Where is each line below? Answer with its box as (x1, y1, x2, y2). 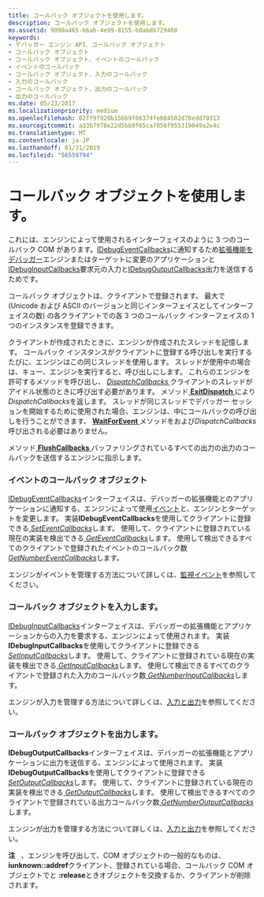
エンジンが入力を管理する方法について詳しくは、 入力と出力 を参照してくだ (8, 696, 250, 707)
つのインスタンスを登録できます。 (8, 321, 118, 330)
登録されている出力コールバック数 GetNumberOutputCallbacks (49, 798, 254, 807)
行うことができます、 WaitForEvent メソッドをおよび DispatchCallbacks (21, 416, 257, 426)
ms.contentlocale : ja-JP (8, 136, 90, 144)
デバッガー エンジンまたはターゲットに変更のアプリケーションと (8, 254, 215, 265)
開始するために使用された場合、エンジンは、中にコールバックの (28, 407, 236, 416)
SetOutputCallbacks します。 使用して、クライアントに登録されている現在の (8, 778, 254, 787)
